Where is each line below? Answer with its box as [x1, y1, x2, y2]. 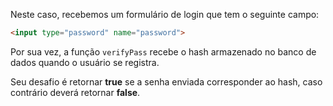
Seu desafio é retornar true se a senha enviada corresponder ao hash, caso [10, 75, 323, 88]
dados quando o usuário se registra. [10, 56, 160, 68]
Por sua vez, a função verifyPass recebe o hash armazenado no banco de [10, 45, 317, 58]
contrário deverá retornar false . [10, 86, 141, 98]
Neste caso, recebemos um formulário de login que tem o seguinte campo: [10, 9, 320, 20]
